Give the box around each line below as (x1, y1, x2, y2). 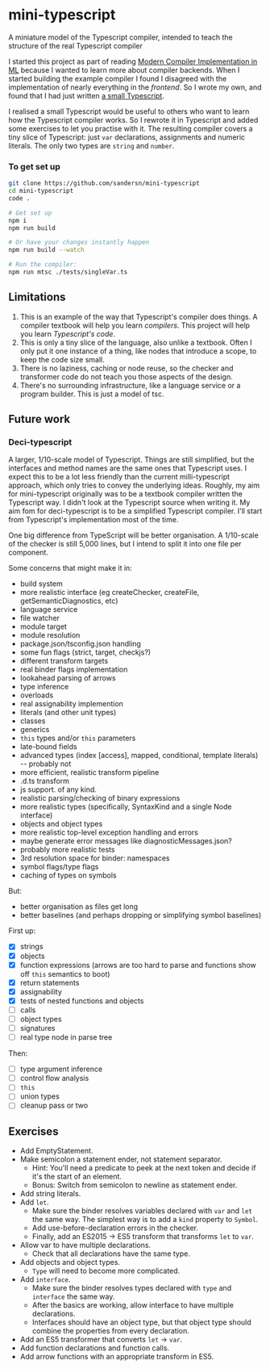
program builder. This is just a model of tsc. (19, 389, 164, 399)
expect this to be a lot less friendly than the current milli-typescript (8, 472, 231, 482)
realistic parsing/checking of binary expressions (19, 793, 181, 803)
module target (19, 622, 67, 631)
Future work (8, 412, 71, 426)
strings (19, 942, 44, 952)
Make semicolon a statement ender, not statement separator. (19, 1154, 222, 1164)
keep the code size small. (19, 354, 105, 364)
